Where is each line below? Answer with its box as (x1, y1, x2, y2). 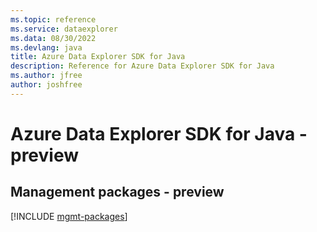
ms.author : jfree (10, 71, 83, 81)
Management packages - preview (10, 184, 225, 201)
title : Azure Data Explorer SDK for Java (10, 52, 186, 62)
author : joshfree (10, 80, 83, 90)
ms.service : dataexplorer (10, 24, 118, 34)
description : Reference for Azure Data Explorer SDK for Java (10, 61, 275, 71)
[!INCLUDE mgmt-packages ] (10, 210, 128, 222)
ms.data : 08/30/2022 (10, 33, 97, 43)
